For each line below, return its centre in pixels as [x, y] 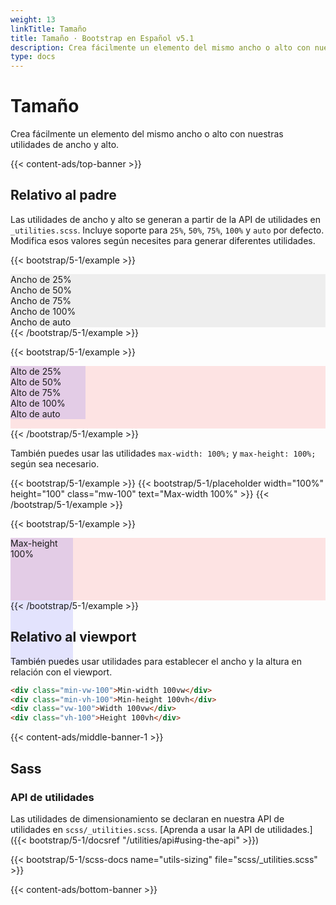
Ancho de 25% [41, 279]
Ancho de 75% [41, 300]
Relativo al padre [63, 195]
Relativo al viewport [73, 637]
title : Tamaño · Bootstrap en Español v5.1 [102, 38]
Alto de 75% [36, 392]
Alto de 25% [36, 371]
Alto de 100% [38, 403]
